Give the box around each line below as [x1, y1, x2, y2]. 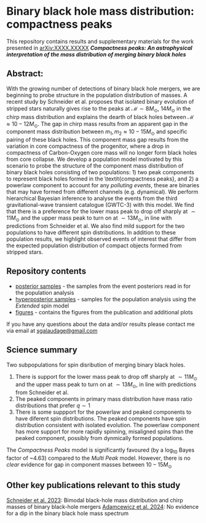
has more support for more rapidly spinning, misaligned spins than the [15, 428, 194, 435]
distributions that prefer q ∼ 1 [15, 402, 90, 409]
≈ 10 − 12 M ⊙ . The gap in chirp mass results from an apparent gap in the [6, 120, 188, 129]
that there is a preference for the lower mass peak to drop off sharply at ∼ [6, 207, 196, 215]
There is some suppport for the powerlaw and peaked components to [15, 408, 192, 416]
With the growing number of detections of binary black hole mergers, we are [6, 85, 200, 92]
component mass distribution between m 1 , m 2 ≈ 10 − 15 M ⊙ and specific [6, 128, 188, 137]
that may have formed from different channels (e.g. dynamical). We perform [6, 188, 199, 196]
